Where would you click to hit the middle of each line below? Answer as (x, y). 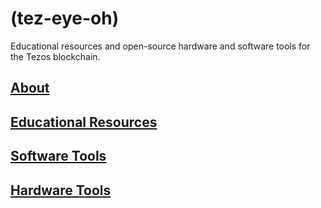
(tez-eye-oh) (65, 18)
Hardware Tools (61, 190)
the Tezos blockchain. (55, 56)
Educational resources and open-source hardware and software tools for (160, 46)
